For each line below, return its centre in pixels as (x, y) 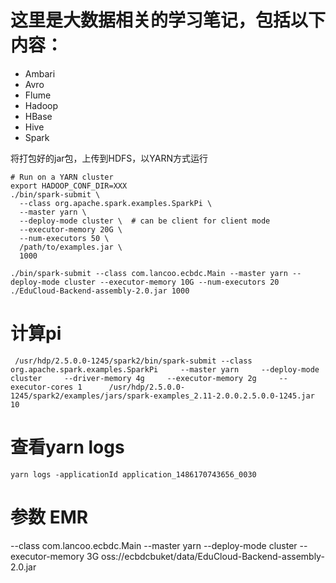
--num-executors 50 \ (64, 238)
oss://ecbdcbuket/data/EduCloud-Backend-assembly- (213, 556)
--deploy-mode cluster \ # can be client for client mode (145, 221)
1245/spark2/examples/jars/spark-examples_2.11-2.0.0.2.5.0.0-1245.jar (162, 396)
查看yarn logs (67, 447)
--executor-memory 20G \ (71, 229)
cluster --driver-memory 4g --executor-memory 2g (133, 378)
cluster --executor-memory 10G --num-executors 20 (171, 282)
